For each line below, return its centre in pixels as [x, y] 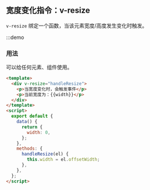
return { [32, 127]
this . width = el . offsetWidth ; [63, 160]
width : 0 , [39, 132]
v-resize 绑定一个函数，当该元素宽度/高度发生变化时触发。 [77, 26]
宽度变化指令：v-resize [48, 10]
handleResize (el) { [45, 154]
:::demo [15, 37]
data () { [27, 122]
